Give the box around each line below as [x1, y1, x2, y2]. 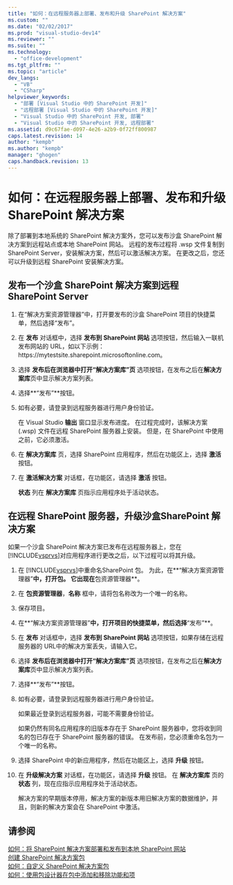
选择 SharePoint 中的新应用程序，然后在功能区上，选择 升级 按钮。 [17, 756, 208, 765]
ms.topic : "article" [8, 68, 68, 75]
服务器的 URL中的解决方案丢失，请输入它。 [17, 642, 141, 651]
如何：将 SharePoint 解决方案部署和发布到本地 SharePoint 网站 [8, 845, 186, 853]
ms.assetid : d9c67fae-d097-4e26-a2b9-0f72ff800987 [8, 126, 157, 133]
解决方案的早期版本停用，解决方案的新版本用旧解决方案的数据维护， [17, 794, 212, 803]
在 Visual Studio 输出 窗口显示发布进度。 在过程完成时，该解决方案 [17, 418, 208, 426]
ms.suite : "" [8, 42, 46, 49]
